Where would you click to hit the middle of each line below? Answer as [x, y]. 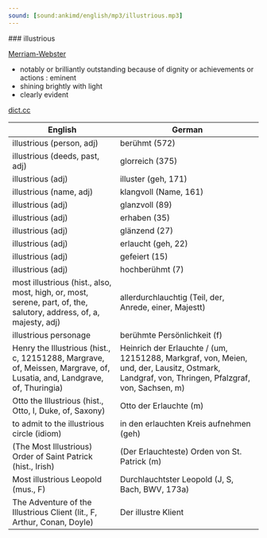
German [188, 130]
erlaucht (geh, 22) [154, 244]
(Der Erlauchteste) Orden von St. [181, 451]
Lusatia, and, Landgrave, [58, 377]
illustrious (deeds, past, [56, 156]
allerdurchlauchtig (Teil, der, [172, 297]
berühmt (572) [148, 142]
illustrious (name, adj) [53, 192]
